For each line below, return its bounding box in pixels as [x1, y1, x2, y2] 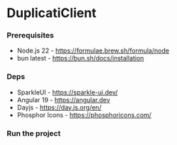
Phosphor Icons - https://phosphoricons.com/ [16, 110, 152, 119]
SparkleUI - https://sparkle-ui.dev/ [16, 87, 118, 97]
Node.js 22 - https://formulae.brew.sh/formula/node [16, 46, 170, 55]
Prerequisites [6, 31, 54, 41]
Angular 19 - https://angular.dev [16, 95, 111, 104]
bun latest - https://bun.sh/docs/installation [16, 54, 144, 63]
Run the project [6, 128, 61, 138]
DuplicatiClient [6, 5, 97, 21]
